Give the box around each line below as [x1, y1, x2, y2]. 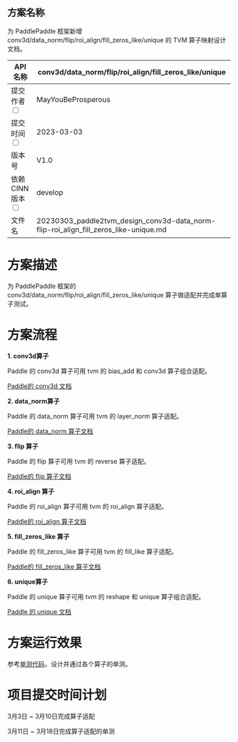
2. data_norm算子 [7, 396, 60, 405]
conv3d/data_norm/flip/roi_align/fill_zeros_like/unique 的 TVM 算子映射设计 [7, 35, 227, 44]
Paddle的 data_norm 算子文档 [7, 427, 93, 435]
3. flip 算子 [7, 442, 39, 450]
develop [36, 188, 64, 198]
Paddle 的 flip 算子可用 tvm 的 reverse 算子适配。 [7, 457, 151, 465]
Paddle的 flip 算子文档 [7, 472, 72, 480]
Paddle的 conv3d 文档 [7, 382, 72, 390]
